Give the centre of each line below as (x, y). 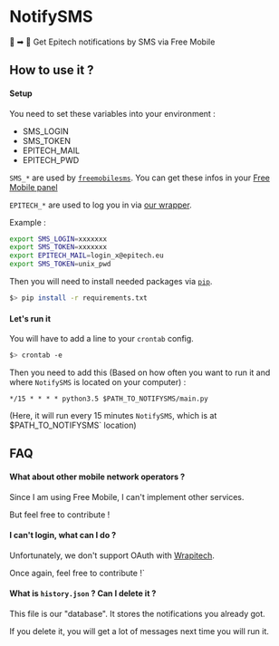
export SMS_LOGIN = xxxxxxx (58, 239)
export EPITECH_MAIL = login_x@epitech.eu (87, 256)
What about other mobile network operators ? (97, 477)
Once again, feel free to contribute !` (77, 573)
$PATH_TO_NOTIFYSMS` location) (73, 425)
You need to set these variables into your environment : (112, 113)
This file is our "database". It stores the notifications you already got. (137, 613)
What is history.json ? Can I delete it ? (83, 593)
